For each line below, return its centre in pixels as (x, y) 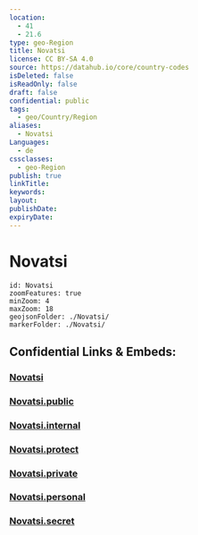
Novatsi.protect (44, 449)
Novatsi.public (41, 401)
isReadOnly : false (43, 84)
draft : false (33, 92)
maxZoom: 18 (31, 309)
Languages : (29, 142)
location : (28, 17)
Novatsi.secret (42, 522)
